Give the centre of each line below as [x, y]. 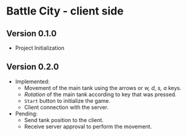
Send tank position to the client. [64, 120]
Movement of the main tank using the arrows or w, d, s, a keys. [103, 88]
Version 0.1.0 [32, 34]
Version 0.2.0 [33, 67]
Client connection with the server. [66, 107]
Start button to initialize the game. [67, 100]
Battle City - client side [65, 11]
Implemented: [32, 81]
